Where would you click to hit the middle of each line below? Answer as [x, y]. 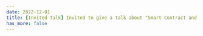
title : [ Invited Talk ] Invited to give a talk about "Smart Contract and [102, 18]
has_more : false [27, 23]
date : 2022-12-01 [28, 12]
